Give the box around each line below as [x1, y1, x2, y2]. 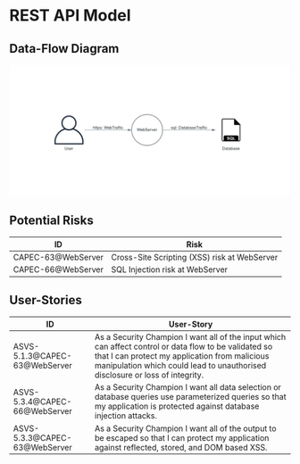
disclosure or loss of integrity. [95, 369, 204, 380]
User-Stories [9, 293, 82, 308]
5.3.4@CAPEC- [12, 396, 72, 407]
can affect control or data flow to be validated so [95, 341, 273, 352]
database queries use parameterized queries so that [95, 392, 287, 402]
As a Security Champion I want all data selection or [95, 382, 281, 393]
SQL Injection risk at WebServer [111, 264, 229, 275]
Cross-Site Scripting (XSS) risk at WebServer [111, 252, 279, 262]
